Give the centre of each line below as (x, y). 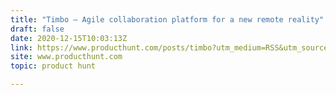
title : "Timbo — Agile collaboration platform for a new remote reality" (167, 19)
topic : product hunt (53, 66)
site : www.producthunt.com (66, 57)
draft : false (37, 29)
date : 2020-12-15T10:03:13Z (69, 38)
